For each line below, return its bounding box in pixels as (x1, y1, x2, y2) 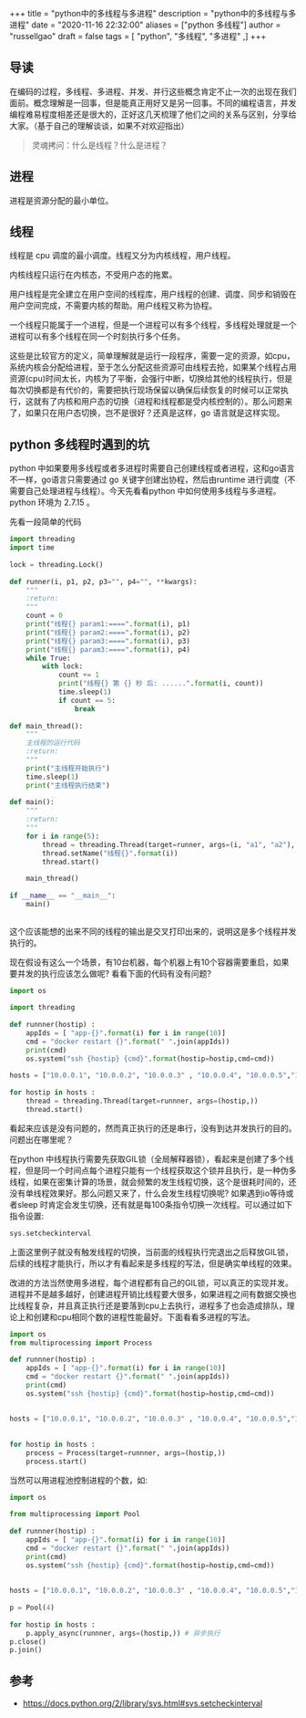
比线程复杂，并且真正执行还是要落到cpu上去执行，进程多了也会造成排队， (9, 1300, 287, 1311)
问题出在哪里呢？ (9, 1134, 74, 1145)
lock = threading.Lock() (9, 560, 104, 569)
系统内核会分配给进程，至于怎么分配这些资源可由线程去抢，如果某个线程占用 (9, 361, 297, 372)
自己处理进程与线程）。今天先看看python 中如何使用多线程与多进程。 (25, 486, 281, 497)
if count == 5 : (57, 696, 117, 705)
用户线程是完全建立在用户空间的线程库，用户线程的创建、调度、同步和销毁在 (9, 288, 297, 299)
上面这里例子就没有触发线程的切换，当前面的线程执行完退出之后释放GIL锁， (9, 1246, 294, 1257)
